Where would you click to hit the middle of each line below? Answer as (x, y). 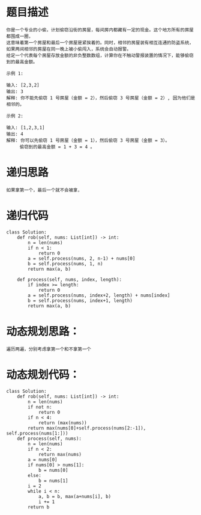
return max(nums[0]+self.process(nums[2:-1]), (87, 428)
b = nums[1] (53, 481)
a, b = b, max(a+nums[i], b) (75, 496)
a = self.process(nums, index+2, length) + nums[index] (99, 295)
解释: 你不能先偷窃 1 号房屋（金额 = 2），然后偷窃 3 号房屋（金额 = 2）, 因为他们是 (101, 98)
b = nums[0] (53, 470)
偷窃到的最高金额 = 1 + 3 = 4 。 (57, 147)
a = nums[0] (43, 460)
